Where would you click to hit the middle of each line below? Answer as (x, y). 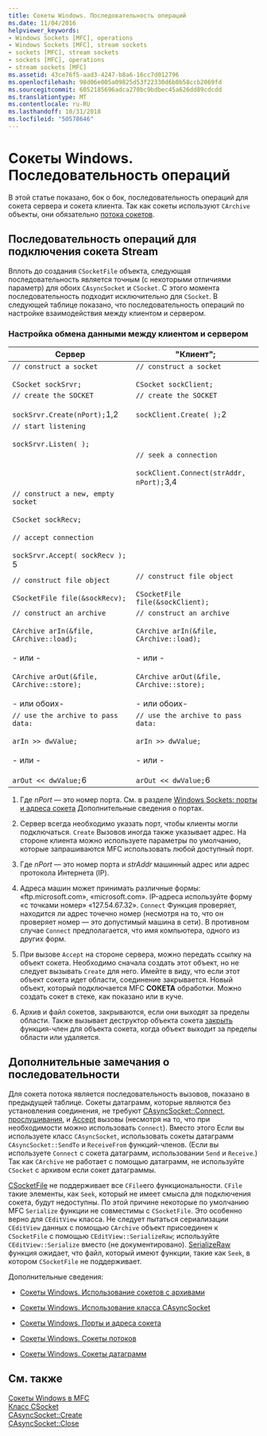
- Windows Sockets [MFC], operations (71, 38)
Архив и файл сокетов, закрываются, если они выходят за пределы (135, 1011)
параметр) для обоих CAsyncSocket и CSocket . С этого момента (114, 288)
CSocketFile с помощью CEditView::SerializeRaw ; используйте (114, 1236)
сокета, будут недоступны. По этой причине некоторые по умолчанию (129, 1202)
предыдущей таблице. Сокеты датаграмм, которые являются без (120, 1102)
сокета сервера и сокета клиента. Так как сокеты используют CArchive (129, 206)
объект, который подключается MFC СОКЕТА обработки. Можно (131, 988)
